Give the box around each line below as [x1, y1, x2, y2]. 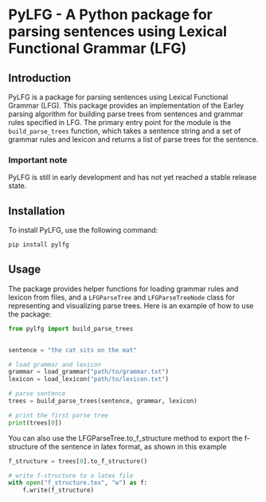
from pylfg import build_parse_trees [8, 324, 134, 332]
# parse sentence [8, 390, 66, 398]
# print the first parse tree [8, 411, 109, 419]
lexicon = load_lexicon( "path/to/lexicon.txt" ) [8, 375, 170, 383]
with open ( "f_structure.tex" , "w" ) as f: [8, 479, 148, 487]
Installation [8, 204, 65, 218]
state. [8, 181, 27, 190]
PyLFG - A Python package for [8, 6, 213, 24]
